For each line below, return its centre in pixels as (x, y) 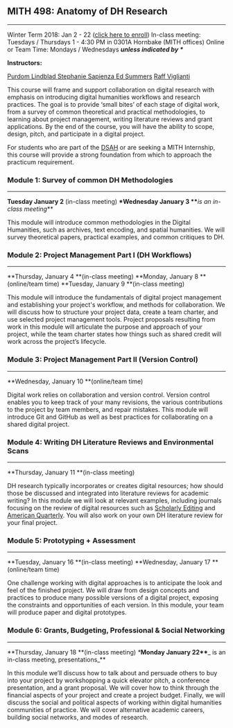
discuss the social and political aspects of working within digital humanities (114, 702)
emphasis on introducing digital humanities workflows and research (104, 97)
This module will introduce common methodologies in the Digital (99, 223)
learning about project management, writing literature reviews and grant (110, 119)
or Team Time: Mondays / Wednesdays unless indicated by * (95, 49)
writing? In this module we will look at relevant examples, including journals (114, 501)
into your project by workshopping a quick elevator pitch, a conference (109, 680)
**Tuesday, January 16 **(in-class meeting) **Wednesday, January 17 (109, 562)
